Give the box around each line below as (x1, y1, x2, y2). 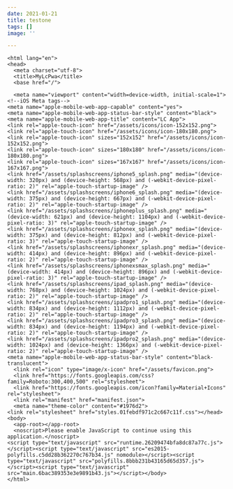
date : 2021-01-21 (7, 10, 58, 17)
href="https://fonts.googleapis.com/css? (32, 373, 155, 379)
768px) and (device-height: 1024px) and (29, 287, 149, 294)
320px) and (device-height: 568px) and (29, 177, 145, 184)
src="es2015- (132, 446, 170, 453)
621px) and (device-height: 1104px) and (54, 213, 173, 220)
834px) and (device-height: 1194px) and (29, 324, 149, 331)
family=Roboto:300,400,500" (7, 378, 89, 386)
